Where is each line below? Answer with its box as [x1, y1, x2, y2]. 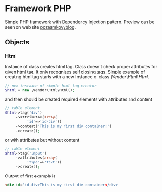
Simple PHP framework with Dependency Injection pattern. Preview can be [5, 19, 155, 25]
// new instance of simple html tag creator [5, 83, 97, 88]
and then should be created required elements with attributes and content [5, 96, 153, 102]
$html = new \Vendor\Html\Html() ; [5, 88, 75, 92]
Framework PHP [5, 3, 71, 14]
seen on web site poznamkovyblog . [5, 24, 76, 30]
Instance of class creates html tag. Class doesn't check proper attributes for [5, 63, 158, 69]
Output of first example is [5, 173, 56, 179]
